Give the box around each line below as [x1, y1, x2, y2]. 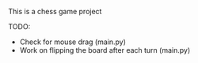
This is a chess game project [8, 7, 102, 16]
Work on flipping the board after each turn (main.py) [19, 46, 191, 54]
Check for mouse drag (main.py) [19, 37, 127, 46]
